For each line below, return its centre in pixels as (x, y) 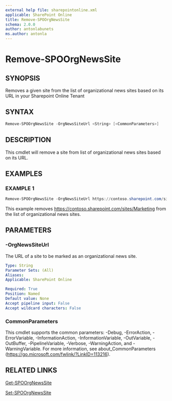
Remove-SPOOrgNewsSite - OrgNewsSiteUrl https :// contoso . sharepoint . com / (84, 199)
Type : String (19, 265)
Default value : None (27, 298)
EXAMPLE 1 (20, 188)
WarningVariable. (24, 349)
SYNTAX (20, 112)
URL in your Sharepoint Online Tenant (45, 96)
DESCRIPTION (28, 140)
